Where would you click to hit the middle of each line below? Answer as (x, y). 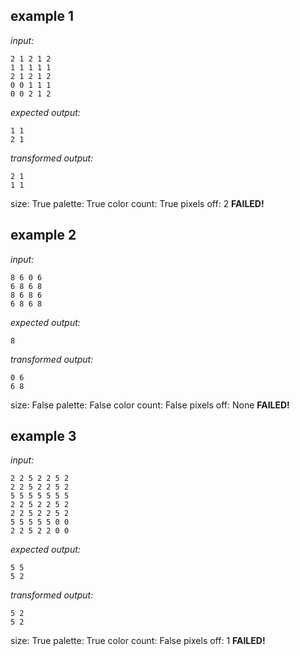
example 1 (42, 16)
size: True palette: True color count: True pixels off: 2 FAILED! (137, 203)
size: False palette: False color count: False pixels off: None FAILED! (150, 405)
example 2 (43, 235)
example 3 (43, 436)
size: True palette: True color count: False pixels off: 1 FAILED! (138, 641)
